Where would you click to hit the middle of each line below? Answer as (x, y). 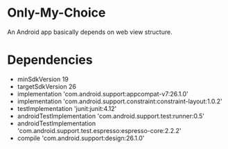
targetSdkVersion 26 (46, 86)
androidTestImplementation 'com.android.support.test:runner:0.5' (111, 116)
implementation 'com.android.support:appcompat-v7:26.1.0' (103, 94)
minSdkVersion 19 (43, 79)
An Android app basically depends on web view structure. (90, 32)
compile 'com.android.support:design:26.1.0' (81, 138)
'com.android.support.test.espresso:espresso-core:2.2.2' (99, 130)
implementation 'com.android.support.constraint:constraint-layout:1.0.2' (120, 101)
